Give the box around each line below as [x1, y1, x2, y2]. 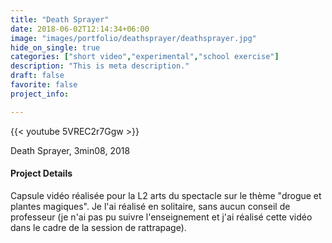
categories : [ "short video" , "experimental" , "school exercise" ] [10, 52, 280, 62]
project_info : [10, 89, 70, 99]
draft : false [10, 71, 65, 81]
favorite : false [10, 80, 78, 90]
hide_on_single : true [10, 42, 101, 53]
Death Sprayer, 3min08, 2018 [10, 144, 131, 156]
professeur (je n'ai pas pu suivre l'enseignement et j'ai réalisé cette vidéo [10, 211, 313, 223]
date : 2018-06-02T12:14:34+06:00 [10, 24, 150, 34]
